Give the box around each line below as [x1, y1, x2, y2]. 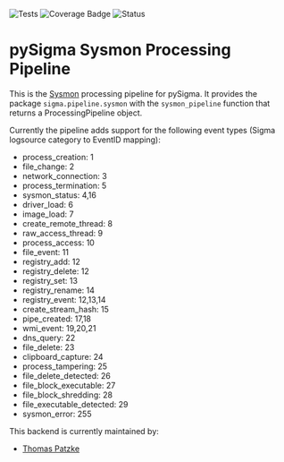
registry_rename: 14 [21, 285, 96, 295]
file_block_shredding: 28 [21, 389, 113, 400]
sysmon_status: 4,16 [21, 189, 96, 201]
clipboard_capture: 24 [21, 351, 104, 362]
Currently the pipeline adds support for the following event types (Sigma [9, 124, 276, 135]
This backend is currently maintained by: [9, 425, 159, 436]
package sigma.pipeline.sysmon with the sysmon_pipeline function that [9, 98, 271, 108]
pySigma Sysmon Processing [9, 40, 231, 60]
